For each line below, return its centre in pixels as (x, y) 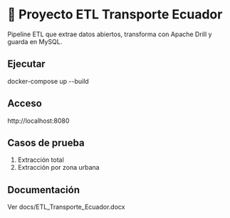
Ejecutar (26, 64)
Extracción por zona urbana (58, 168)
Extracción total (41, 160)
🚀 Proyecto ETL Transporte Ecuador (115, 15)
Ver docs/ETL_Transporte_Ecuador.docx (66, 207)
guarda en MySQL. (35, 41)
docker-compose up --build (48, 81)
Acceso (25, 103)
